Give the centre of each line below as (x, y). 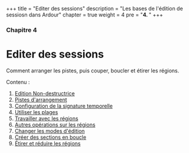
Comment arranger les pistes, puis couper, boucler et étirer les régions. (93, 71)
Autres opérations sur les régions (55, 124)
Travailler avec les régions (46, 118)
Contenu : (18, 82)
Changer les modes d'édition (50, 131)
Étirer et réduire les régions (47, 143)
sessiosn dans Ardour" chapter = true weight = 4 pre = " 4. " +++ (84, 15)
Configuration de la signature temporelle (64, 106)
